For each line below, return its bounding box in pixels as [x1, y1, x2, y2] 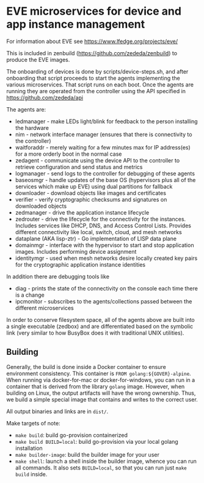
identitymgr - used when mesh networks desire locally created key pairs [15, 254, 198, 262]
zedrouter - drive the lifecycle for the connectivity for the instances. [15, 215, 186, 222]
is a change [15, 291, 45, 299]
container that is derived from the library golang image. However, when [6, 382, 185, 390]
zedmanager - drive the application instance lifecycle [15, 208, 150, 216]
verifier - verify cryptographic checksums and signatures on [15, 196, 167, 203]
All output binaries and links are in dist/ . [6, 408, 109, 415]
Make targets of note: [6, 419, 60, 427]
